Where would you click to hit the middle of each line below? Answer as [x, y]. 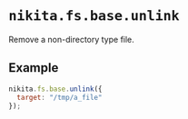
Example [34, 68]
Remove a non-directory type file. [72, 39]
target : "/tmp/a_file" [59, 97]
